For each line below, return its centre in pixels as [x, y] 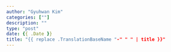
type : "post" [23, 28]
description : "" [26, 23]
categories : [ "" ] [28, 17]
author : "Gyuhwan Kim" [35, 12]
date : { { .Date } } [29, 34]
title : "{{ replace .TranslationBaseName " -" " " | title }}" [86, 39]
